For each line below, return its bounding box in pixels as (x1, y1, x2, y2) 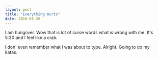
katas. (5, 49, 18, 55)
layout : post (5, 7, 32, 12)
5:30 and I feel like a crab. (5, 35, 58, 40)
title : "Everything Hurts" (5, 12, 60, 17)
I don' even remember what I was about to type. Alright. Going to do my (5, 44, 150, 50)
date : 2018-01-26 (5, 16, 41, 21)
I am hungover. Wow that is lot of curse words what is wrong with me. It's (5, 30, 154, 36)
